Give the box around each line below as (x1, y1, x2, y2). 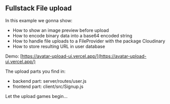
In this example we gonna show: (5, 17, 73, 23)
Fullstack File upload (5, 4, 72, 13)
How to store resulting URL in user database (12, 43, 106, 49)
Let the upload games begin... (5, 93, 67, 99)
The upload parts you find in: (5, 68, 66, 74)
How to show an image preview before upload (12, 27, 109, 33)
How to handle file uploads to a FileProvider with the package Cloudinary (12, 38, 165, 44)
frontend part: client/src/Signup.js (12, 83, 84, 89)
